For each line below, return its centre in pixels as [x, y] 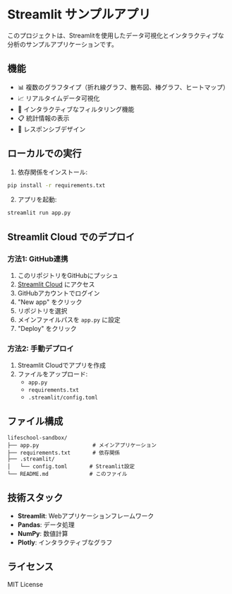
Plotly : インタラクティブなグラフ [65, 542]
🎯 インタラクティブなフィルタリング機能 [76, 109]
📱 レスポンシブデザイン [51, 129]
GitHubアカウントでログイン [59, 293]
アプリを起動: [37, 199]
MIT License [25, 584]
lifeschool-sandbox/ [38, 438]
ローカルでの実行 [44, 154]
